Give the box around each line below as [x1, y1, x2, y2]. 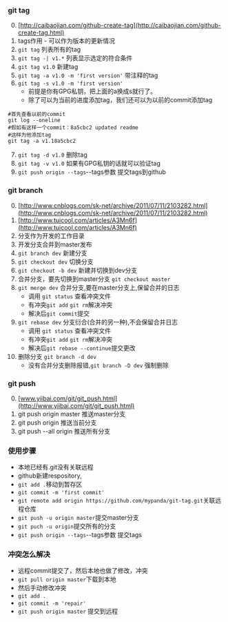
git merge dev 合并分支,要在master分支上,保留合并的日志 [17, 283, 180, 291]
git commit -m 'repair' [17, 600, 87, 608]
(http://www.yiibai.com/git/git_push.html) [17, 401, 135, 409]
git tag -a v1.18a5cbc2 [8, 137, 76, 145]
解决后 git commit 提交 [28, 309, 90, 318]
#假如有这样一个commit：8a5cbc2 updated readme [8, 124, 138, 131]
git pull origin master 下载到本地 [17, 575, 116, 583]
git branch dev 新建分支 [17, 249, 87, 257]
